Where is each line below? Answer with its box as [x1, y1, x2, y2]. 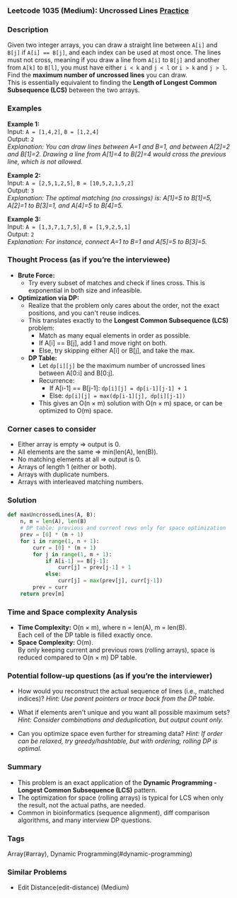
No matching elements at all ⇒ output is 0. [17, 455, 141, 464]
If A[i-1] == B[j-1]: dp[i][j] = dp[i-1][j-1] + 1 [49, 384, 187, 392]
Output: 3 [7, 186, 35, 195]
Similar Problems [7, 867, 67, 877]
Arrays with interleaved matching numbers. [17, 478, 144, 486]
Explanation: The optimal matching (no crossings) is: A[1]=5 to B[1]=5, [7, 193, 212, 202]
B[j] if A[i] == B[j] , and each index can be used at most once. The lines [7, 48, 221, 57]
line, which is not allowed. [7, 157, 83, 166]
